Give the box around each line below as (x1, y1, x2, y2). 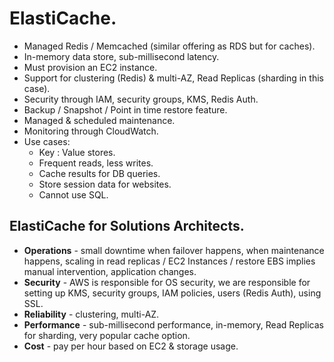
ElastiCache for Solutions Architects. (9, 218, 245, 235)
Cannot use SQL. (38, 188, 109, 201)
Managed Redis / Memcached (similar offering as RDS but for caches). (23, 40, 316, 52)
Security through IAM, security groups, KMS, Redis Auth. (23, 93, 259, 105)
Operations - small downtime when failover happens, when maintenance (23, 244, 325, 256)
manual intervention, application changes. (23, 265, 197, 277)
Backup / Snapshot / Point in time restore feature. (23, 103, 228, 116)
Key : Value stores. (38, 146, 116, 158)
